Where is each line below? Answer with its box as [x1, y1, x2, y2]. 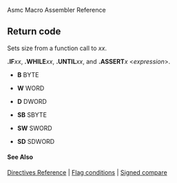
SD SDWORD [17, 137, 55, 145]
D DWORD [17, 97, 47, 105]
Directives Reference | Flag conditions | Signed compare [7, 169, 167, 177]
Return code [7, 25, 61, 37]
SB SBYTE [17, 110, 47, 119]
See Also [7, 153, 33, 161]
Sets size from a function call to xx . [7, 44, 107, 52]
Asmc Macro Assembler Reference [7, 6, 106, 14]
